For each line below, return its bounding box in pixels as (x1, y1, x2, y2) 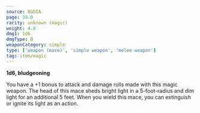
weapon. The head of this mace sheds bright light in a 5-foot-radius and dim (6, 87, 194, 94)
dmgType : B (6, 36, 33, 42)
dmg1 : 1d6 (6, 31, 31, 37)
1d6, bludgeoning (6, 69, 51, 76)
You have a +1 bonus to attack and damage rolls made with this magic (6, 81, 178, 88)
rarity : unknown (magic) (6, 20, 68, 26)
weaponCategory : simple (6, 42, 66, 48)
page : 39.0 (6, 14, 33, 20)
